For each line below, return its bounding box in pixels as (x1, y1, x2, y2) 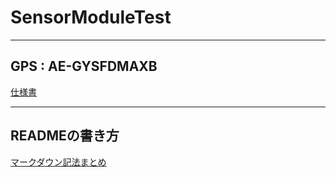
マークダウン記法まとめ (10, 156, 107, 168)
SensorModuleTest (10, 6, 172, 29)
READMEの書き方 (10, 127, 120, 145)
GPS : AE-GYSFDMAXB (10, 58, 158, 75)
